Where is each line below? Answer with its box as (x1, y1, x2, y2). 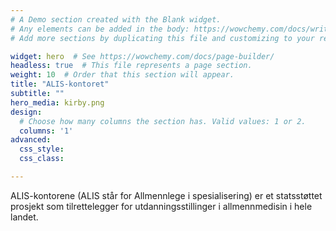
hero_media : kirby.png (10, 97, 105, 108)
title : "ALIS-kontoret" (10, 79, 110, 90)
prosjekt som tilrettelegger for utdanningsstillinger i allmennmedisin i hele (10, 200, 313, 212)
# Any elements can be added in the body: (10, 24, 190, 34)
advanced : (10, 135, 52, 145)
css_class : (19, 154, 65, 164)
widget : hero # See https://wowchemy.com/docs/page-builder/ (10, 51, 275, 61)
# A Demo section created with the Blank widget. (10, 14, 222, 25)
